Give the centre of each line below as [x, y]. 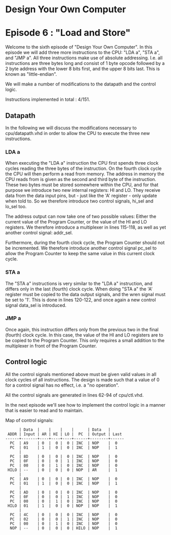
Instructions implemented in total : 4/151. [48, 99]
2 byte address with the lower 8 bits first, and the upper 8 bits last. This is [82, 69]
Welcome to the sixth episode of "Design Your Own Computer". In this [79, 47]
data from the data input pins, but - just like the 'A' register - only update [81, 196]
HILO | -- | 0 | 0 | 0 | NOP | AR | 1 [62, 470]
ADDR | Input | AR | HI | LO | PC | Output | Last [65, 434]
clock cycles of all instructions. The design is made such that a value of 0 [82, 380]
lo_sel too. [16, 207]
